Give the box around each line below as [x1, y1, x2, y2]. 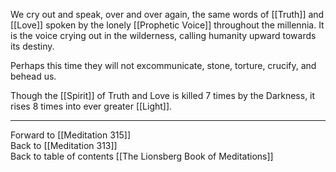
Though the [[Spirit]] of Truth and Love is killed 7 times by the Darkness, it [10, 90, 316, 101]
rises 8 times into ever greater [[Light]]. [10, 100, 173, 112]
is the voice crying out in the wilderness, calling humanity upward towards [10, 30, 317, 41]
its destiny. [10, 40, 55, 52]
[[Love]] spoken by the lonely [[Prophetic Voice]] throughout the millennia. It [10, 19, 325, 31]
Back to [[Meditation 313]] [10, 140, 118, 151]
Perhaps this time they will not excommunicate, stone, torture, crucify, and [10, 60, 317, 71]
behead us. [10, 70, 57, 82]
